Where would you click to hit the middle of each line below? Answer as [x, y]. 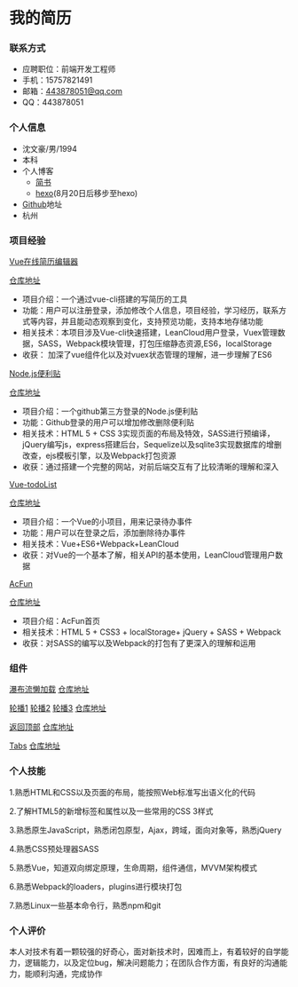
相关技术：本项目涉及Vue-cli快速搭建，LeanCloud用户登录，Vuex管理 [149, 333]
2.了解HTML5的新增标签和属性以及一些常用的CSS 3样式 [111, 811]
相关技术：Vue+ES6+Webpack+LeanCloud [100, 544]
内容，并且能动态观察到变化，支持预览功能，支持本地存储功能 [150, 321]
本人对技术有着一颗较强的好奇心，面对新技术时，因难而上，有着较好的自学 [145, 951]
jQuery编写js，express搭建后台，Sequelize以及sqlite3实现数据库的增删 [152, 445]
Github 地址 [42, 204]
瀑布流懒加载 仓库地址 [49, 690]
